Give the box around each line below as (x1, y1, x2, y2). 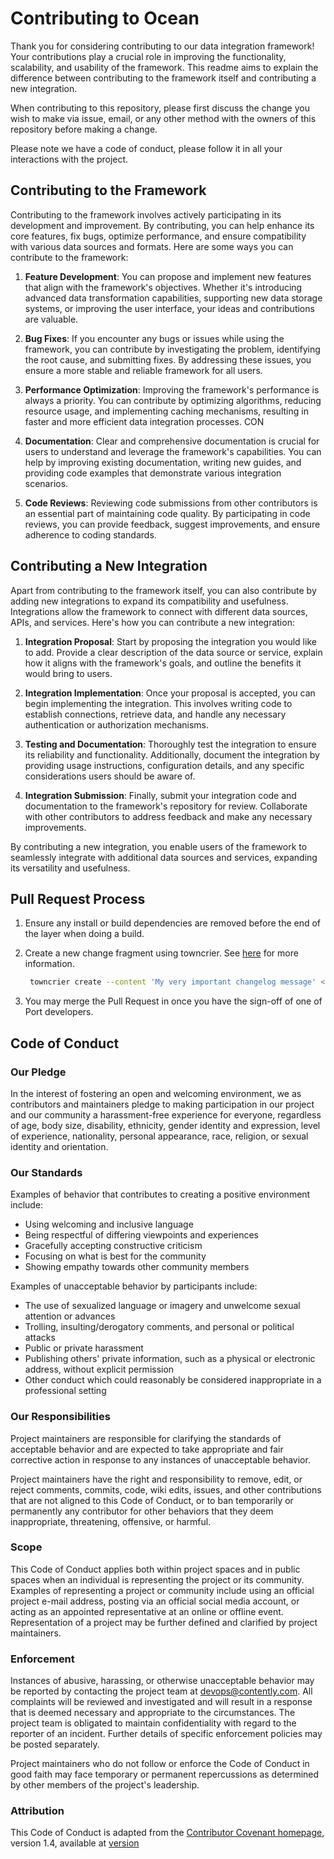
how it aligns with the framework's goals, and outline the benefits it (24, 657, 302, 669)
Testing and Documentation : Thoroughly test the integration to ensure (24, 738, 317, 750)
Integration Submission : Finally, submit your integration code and (24, 789, 297, 801)
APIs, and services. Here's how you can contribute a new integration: (10, 616, 295, 628)
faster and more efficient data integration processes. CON (24, 415, 265, 427)
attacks (24, 1332, 56, 1344)
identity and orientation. (10, 1140, 109, 1152)
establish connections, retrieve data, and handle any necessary (24, 708, 287, 720)
